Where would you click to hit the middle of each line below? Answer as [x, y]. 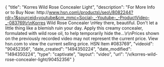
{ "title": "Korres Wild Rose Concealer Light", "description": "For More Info [80, 7]
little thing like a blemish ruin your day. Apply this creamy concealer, [74, 28]
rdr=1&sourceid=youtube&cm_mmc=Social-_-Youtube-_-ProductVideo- [77, 17]
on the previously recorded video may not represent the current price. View [82, 38]
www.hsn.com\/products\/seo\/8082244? [91, 12]
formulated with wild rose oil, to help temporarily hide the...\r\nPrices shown [82, 33]
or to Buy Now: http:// [27, 12]
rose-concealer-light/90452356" [38, 59]
